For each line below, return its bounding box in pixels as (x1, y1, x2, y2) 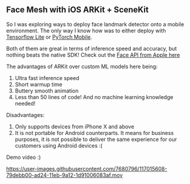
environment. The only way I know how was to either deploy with (6, 27, 166, 34)
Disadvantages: (6, 111, 45, 118)
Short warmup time (14, 81, 63, 88)
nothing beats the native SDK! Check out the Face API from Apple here (6, 51, 180, 59)
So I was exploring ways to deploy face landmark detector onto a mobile (6, 20, 184, 27)
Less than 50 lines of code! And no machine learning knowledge (14, 93, 173, 100)
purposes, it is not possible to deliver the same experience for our (14, 136, 177, 143)
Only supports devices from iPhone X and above (14, 122, 134, 130)
